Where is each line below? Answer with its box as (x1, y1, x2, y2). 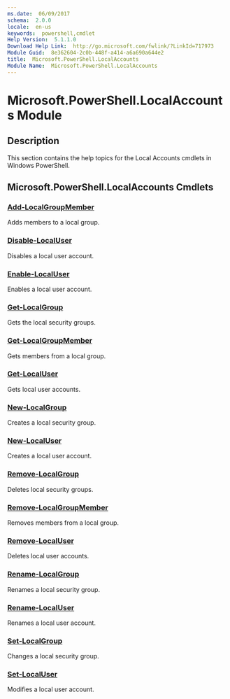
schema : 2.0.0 (7, 17, 52, 24)
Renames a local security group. (7, 585, 100, 593)
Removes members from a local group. (7, 518, 120, 527)
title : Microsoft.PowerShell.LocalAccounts (7, 56, 139, 63)
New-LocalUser (7, 436, 62, 446)
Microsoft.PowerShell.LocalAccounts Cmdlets (7, 181, 214, 193)
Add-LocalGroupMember (7, 202, 94, 212)
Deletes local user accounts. (7, 552, 89, 560)
